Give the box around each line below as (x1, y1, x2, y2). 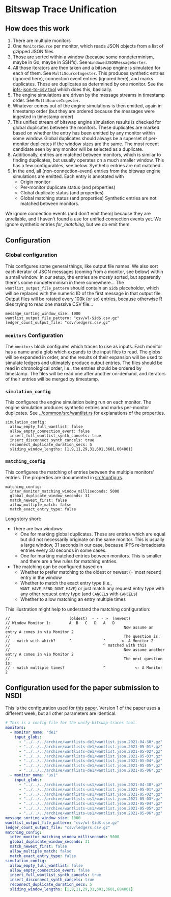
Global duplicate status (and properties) (20, 190, 104, 195)
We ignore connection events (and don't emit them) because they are (5, 211, 151, 216)
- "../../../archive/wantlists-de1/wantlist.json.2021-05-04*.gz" (18, 758, 163, 764)
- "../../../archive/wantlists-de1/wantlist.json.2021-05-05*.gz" (18, 763, 163, 768)
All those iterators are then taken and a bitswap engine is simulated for (12, 65, 161, 71)
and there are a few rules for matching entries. (20, 558, 118, 564)
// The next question (5, 656, 163, 661)
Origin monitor (20, 179, 51, 185)
